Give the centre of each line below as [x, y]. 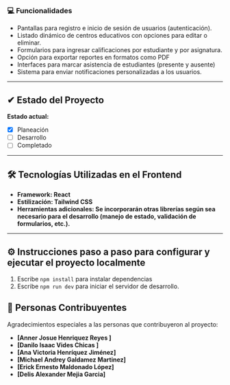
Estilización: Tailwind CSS [55, 202]
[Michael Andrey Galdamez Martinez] [72, 360]
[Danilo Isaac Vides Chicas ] [58, 345]
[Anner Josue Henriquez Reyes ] [64, 338]
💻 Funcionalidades [40, 10]
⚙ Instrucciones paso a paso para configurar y [108, 252]
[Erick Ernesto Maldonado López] [65, 366]
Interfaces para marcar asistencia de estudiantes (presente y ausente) [116, 65]
